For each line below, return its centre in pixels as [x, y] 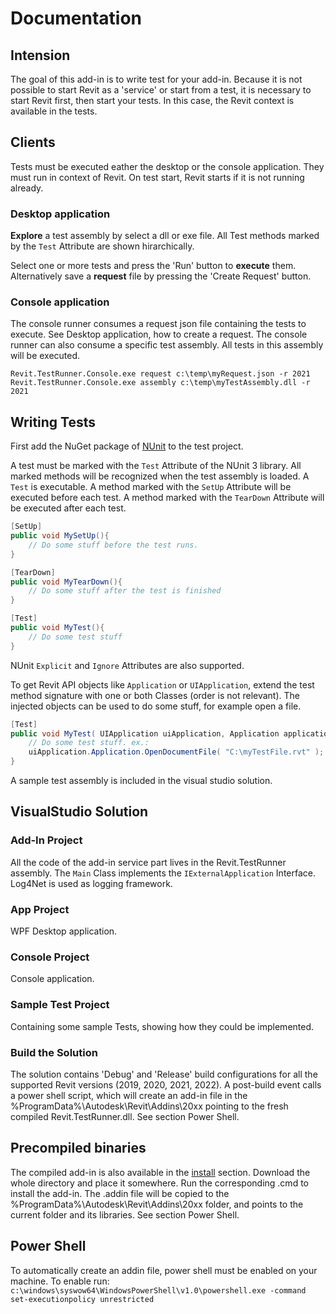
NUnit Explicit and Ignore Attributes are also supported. [127, 665]
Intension [40, 55]
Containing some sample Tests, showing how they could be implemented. [162, 1026]
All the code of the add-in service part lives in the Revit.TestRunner [148, 862]
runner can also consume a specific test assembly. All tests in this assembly [167, 345]
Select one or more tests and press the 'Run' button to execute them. [153, 266]
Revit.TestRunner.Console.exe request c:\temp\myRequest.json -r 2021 [160, 374]
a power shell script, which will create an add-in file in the [129, 1095]
